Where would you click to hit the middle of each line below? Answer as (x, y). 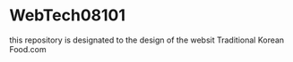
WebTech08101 (68, 15)
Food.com (28, 49)
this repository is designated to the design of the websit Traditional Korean (147, 40)
